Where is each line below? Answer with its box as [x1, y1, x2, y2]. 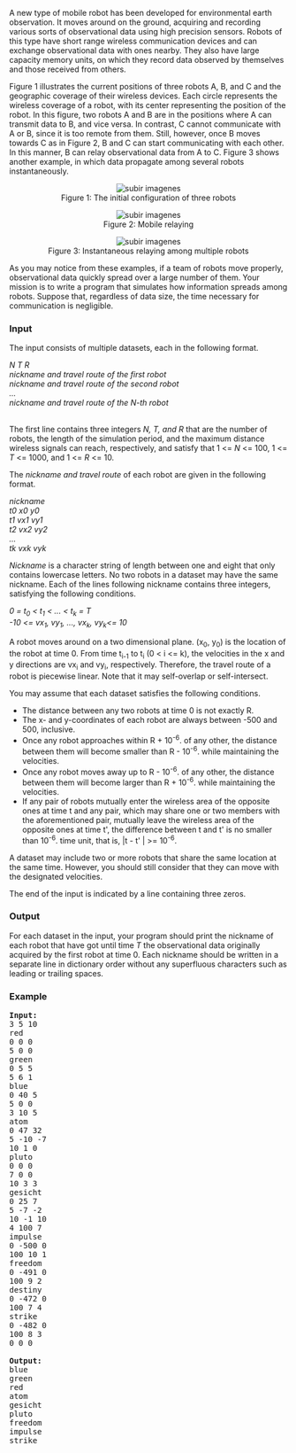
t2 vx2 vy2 [9, 524, 49, 535]
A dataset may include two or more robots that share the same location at [9, 852, 277, 863]
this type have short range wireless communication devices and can [9, 35, 258, 46]
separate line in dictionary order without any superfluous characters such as [9, 959, 287, 969]
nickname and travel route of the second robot [9, 378, 179, 389]
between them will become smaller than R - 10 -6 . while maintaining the [21, 744, 280, 757]
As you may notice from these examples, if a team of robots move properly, [9, 263, 284, 273]
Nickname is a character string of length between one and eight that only [9, 560, 276, 571]
